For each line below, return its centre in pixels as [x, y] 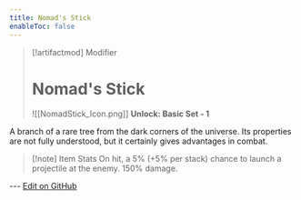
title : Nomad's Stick [50, 18]
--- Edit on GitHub [43, 186]
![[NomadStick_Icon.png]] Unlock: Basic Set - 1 [120, 114]
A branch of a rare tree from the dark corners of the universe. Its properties [150, 132]
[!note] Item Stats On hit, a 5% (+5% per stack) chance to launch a [156, 159]
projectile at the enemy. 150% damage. [105, 168]
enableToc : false [42, 26]
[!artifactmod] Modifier [74, 52]
